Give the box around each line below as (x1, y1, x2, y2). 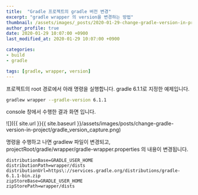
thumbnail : (6, 19, 33, 25)
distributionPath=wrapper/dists (6, 163, 85, 168)
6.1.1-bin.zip (6, 173, 41, 179)
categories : (6, 47, 35, 53)
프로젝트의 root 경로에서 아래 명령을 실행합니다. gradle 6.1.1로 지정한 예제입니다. (6, 85, 190, 92)
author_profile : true (6, 25, 60, 31)
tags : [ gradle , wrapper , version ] (6, 68, 91, 74)
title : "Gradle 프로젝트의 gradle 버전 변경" (6, 8, 111, 15)
